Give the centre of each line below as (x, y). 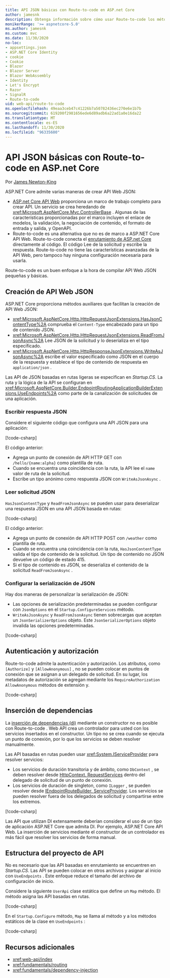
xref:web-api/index (32, 959)
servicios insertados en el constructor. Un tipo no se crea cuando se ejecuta (85, 733)
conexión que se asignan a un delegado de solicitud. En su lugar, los (76, 674)
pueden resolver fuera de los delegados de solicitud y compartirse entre (88, 796)
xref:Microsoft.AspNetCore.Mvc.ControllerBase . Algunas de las (79, 212)
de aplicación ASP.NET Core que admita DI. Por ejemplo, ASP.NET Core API (84, 826)
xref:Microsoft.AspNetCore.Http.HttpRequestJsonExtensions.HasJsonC (87, 319)
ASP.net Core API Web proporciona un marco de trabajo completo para (87, 202)
